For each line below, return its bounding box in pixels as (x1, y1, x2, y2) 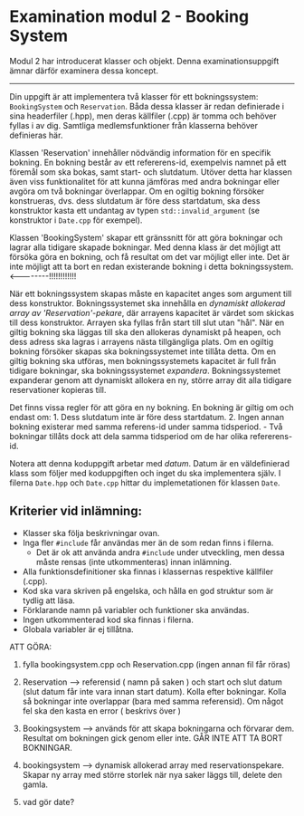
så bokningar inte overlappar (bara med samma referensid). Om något (22, 696, 284, 706)
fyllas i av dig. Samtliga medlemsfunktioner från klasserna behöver (9, 120, 258, 130)
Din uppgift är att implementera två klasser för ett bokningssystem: (9, 91, 259, 101)
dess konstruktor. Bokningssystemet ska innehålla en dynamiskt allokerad (9, 297, 286, 309)
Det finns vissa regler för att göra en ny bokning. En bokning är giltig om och (9, 401, 294, 413)
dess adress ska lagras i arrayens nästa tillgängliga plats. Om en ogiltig (9, 336, 274, 347)
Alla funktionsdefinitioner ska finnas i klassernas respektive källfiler (22, 566, 274, 577)
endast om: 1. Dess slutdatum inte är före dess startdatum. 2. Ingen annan (9, 411, 285, 422)
